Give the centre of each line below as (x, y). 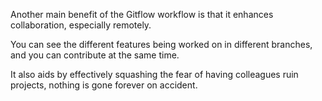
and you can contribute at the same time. (95, 55)
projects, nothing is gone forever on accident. (104, 85)
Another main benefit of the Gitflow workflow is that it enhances (142, 14)
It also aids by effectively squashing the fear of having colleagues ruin (154, 74)
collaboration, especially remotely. (81, 25)
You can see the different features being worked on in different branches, (161, 44)
